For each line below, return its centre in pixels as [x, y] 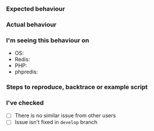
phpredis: [26, 72]
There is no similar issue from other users [65, 116]
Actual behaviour [32, 24]
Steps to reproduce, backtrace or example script [77, 87]
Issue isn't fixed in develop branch [56, 122]
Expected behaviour [36, 9]
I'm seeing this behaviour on [48, 40]
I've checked [25, 103]
